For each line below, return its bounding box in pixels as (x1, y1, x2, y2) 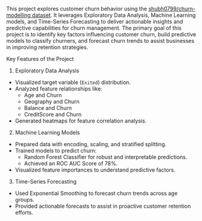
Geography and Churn (24, 98, 80, 105)
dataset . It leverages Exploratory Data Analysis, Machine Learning (32, 11, 196, 19)
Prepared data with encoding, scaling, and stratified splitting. (14, 141, 167, 147)
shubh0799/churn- (148, 5, 196, 12)
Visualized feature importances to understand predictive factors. (14, 166, 176, 173)
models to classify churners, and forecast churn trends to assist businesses (6, 37, 195, 44)
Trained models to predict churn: (14, 147, 96, 154)
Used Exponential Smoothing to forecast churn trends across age (14, 190, 178, 197)
